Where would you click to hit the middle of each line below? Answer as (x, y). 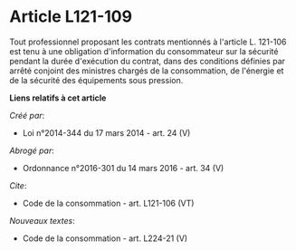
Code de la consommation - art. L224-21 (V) (105, 238)
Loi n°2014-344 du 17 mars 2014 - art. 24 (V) (106, 132)
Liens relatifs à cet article (58, 98)
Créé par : (27, 115)
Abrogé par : (32, 150)
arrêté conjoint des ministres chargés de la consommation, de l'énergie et (147, 71)
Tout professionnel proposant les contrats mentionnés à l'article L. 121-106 (148, 42)
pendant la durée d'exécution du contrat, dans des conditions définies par (148, 61)
